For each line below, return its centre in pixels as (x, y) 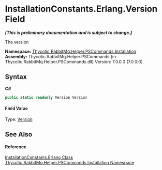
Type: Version (19, 119)
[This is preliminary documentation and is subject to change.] (68, 32)
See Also (19, 134)
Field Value (16, 108)
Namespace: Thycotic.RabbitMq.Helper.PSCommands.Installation (71, 51)
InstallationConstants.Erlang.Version (81, 9)
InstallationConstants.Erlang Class (39, 157)
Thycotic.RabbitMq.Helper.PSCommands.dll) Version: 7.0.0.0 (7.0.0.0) (74, 62)
